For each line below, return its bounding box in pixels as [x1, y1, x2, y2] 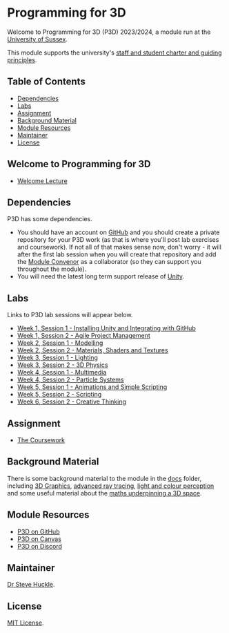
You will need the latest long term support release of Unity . [17, 272, 185, 281]
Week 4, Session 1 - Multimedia [17, 368, 107, 377]
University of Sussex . [7, 35, 68, 43]
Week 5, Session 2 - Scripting [17, 390, 102, 399]
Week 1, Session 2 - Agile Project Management [17, 332, 150, 340]
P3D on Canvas [17, 534, 62, 543]
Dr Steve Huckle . [7, 580, 55, 589]
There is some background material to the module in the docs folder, [7, 474, 202, 482]
